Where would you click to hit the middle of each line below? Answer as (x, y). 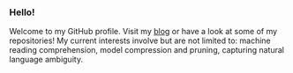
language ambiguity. (46, 60)
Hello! (22, 12)
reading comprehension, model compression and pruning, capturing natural (147, 50)
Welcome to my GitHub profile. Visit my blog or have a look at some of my (143, 32)
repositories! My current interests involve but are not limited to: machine (140, 40)
